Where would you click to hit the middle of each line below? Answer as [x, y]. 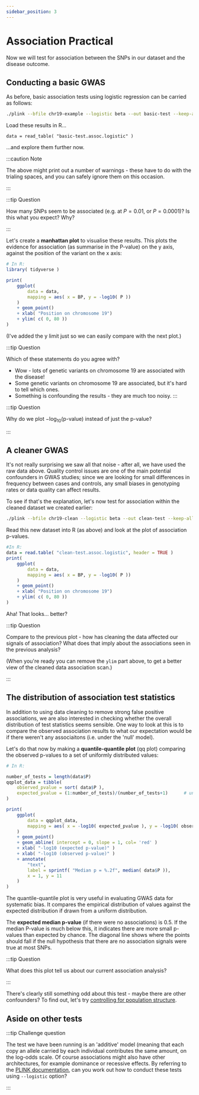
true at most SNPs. [29, 948]
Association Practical [60, 41]
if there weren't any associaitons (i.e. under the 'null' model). [80, 737]
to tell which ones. [37, 389]
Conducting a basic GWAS [56, 82]
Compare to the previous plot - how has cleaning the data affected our [92, 637]
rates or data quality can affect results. [53, 490]
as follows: [19, 103]
